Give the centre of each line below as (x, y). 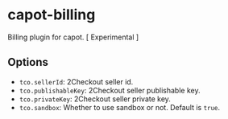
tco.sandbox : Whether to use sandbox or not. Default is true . (120, 107)
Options (28, 62)
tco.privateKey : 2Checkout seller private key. (95, 99)
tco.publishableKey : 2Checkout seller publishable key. (110, 90)
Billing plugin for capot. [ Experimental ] (73, 37)
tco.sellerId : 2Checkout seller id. (76, 81)
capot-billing (52, 15)
